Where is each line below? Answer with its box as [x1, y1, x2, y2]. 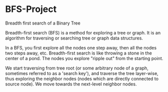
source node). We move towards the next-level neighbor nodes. [5, 81, 137, 87]
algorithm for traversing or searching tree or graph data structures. [5, 35, 143, 41]
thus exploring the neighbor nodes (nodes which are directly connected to [5, 75, 159, 81]
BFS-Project [5, 3, 57, 15]
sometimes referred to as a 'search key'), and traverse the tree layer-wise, [5, 70, 159, 76]
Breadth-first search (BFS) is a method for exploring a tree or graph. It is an [5, 29, 161, 35]
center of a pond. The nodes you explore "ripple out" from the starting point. [5, 55, 163, 61]
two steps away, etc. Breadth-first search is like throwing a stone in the [5, 50, 152, 56]
